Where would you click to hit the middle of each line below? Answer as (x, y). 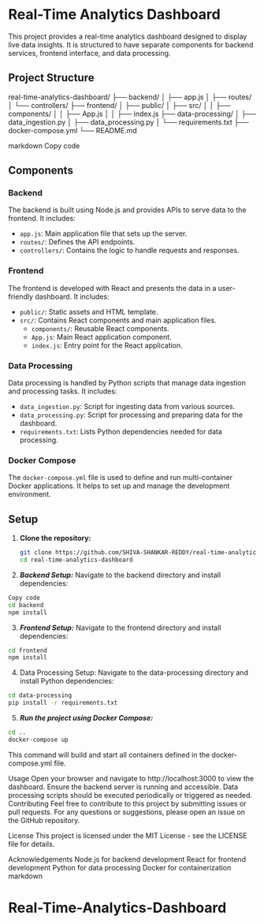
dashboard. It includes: (72, 296)
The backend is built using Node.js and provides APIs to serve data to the (127, 210)
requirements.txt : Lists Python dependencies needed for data (121, 432)
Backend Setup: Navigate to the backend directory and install (120, 575)
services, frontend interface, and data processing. (89, 53)
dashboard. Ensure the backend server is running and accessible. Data (123, 787)
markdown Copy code (44, 145)
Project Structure (51, 78)
